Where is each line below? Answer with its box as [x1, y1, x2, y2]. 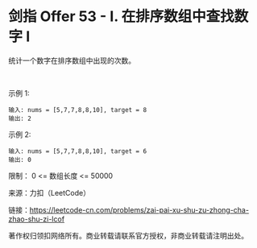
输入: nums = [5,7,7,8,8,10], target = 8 [8, 105, 147, 114]
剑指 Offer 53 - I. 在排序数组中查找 [8, 7, 235, 26]
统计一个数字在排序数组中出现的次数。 [8, 56, 135, 65]
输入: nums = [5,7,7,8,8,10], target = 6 [8, 147, 147, 155]
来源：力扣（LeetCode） [8, 188, 91, 197]
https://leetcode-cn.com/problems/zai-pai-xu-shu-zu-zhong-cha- [29, 205, 250, 214]
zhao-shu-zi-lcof [8, 214, 65, 224]
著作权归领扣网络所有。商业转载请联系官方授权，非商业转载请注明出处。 [8, 230, 248, 240]
